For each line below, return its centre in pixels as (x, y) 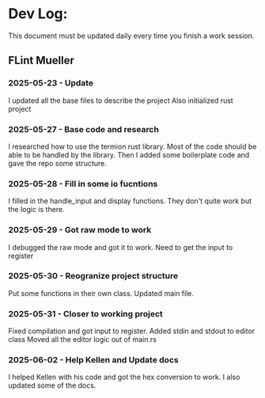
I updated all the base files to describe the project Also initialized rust (121, 100)
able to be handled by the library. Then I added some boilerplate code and (129, 154)
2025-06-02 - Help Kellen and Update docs (94, 360)
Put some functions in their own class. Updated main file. (101, 293)
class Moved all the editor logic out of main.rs (82, 339)
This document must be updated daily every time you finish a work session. (131, 36)
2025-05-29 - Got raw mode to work (80, 230)
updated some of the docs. (52, 385)
